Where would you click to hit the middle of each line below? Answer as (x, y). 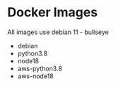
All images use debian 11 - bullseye (58, 32)
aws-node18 (36, 76)
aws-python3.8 (40, 68)
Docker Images (52, 12)
